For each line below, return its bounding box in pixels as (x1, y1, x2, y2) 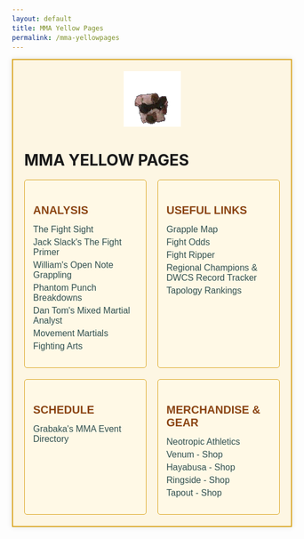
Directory (33, 434, 69, 445)
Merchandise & (166, 403, 260, 417)
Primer (33, 247, 60, 258)
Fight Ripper (166, 250, 216, 261)
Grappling (33, 269, 72, 280)
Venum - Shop (166, 449, 223, 460)
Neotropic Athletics (166, 437, 241, 447)
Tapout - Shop (166, 487, 222, 498)
